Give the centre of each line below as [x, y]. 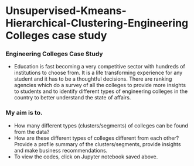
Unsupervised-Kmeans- [66, 11]
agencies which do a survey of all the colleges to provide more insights [100, 85]
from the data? [32, 132]
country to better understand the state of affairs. [72, 98]
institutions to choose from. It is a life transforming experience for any [98, 73]
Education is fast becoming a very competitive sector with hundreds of [99, 67]
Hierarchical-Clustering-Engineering [97, 23]
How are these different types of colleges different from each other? [96, 138]
